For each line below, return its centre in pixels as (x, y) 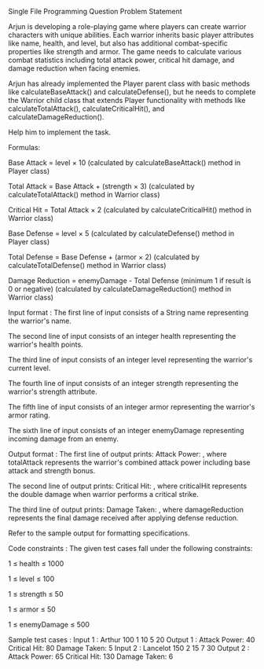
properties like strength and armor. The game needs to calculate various (125, 51)
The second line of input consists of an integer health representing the (122, 336)
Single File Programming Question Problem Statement (95, 11)
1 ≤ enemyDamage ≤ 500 (49, 625)
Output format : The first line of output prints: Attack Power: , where (117, 454)
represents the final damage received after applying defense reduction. (123, 518)
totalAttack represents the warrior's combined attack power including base (129, 462)
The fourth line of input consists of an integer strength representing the (123, 383)
